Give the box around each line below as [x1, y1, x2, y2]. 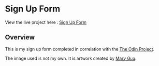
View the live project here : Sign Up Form [5, 19, 87, 25]
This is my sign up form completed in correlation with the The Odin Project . [5, 46, 155, 52]
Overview [5, 33, 35, 41]
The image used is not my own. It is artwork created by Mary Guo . [5, 55, 137, 61]
